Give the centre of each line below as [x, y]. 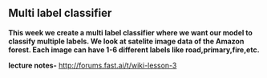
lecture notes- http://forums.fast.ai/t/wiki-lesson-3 [93, 65]
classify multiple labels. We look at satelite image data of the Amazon [126, 41]
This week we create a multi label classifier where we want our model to [130, 32]
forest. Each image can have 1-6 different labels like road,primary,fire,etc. [134, 49]
